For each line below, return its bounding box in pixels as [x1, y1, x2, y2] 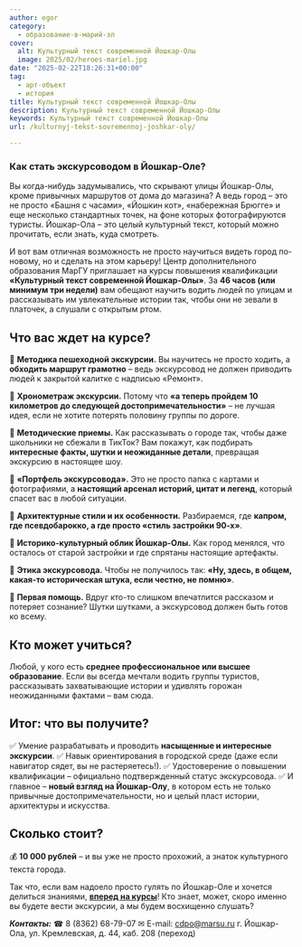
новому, [9, 256, 41, 267]
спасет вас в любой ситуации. [9, 493, 127, 504]
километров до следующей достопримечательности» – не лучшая [9, 400, 276, 411]
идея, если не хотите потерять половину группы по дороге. [9, 410, 241, 421]
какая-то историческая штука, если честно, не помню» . [9, 575, 235, 586]
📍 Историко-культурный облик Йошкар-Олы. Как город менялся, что [9, 538, 285, 549]
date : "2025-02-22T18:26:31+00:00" [9, 64, 144, 73]
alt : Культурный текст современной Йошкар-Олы [17, 47, 196, 56]
